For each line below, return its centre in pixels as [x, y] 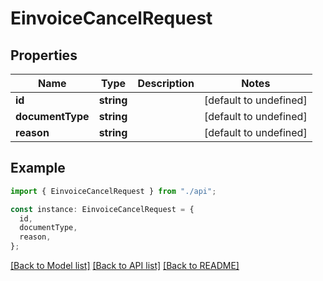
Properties [44, 55]
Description [166, 83]
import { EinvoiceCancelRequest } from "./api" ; [113, 191]
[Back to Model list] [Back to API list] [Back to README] [125, 266]
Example [38, 168]
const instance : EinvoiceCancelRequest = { [102, 209]
